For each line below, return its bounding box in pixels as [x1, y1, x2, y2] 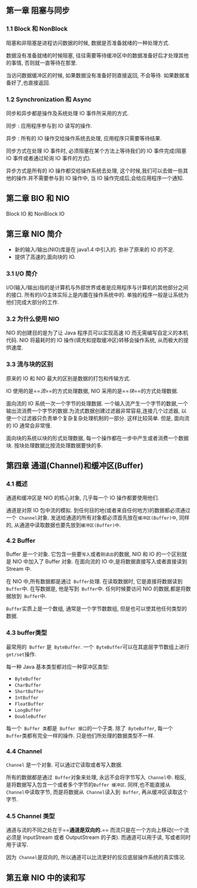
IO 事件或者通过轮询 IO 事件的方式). [6, 154, 91, 161]
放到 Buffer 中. [11, 593, 47, 600]
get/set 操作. [6, 651, 37, 658]
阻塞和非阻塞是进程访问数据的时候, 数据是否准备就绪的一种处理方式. [6, 39, 170, 46]
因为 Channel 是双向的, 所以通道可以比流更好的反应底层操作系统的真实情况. [6, 854, 186, 861]
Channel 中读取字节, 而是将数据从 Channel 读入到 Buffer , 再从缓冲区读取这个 [6, 788, 188, 795]
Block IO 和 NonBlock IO [6, 210, 65, 217]
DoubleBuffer [14, 714, 47, 719]
